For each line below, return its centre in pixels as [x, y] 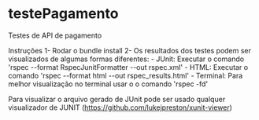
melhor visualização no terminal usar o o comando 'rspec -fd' [108, 84]
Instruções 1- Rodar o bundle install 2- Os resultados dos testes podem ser [130, 50]
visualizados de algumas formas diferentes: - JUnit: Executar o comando [126, 59]
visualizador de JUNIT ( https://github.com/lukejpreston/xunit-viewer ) [120, 107]
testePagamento [63, 14]
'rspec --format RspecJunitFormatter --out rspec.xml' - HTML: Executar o [128, 67]
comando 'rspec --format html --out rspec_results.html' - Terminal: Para [126, 75]
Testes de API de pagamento [55, 35]
